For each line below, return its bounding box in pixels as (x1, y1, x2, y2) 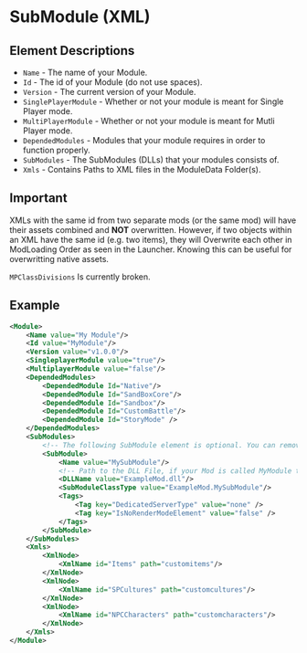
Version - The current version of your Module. (22, 87, 196, 97)
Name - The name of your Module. (22, 67, 148, 78)
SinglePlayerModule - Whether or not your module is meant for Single (22, 96, 284, 107)
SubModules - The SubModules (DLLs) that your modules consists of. (22, 154, 280, 165)
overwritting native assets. (9, 253, 110, 264)
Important (9, 190, 68, 206)
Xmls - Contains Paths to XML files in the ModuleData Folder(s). (22, 164, 261, 174)
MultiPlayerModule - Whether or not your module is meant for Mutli (22, 116, 276, 126)
